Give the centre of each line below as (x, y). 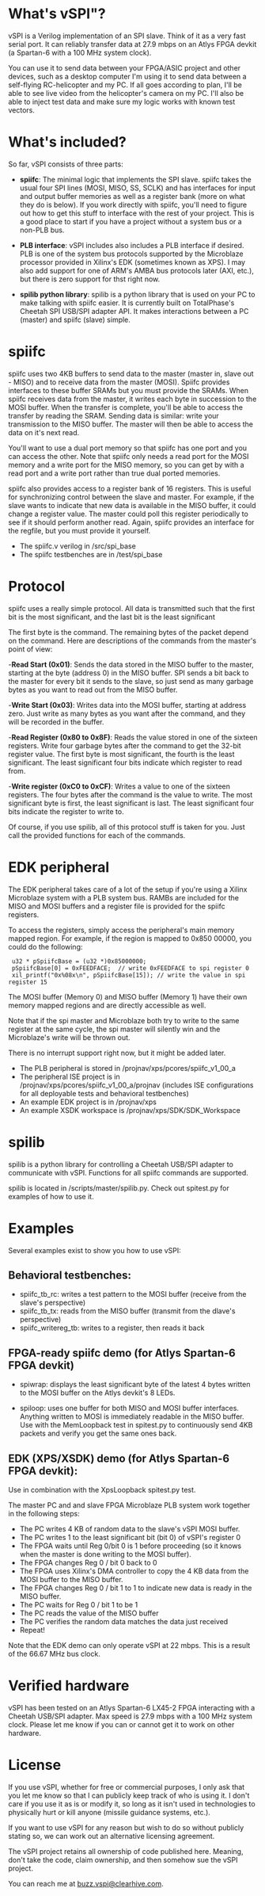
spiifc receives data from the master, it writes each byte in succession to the (132, 399)
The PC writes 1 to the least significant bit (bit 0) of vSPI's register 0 (130, 1537)
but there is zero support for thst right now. (90, 279)
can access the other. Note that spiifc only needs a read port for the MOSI (129, 456)
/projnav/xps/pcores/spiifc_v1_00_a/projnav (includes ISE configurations (136, 1085)
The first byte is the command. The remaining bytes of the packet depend (129, 632)
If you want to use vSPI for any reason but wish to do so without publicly (126, 1827)
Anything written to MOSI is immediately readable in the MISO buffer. (132, 1416)
